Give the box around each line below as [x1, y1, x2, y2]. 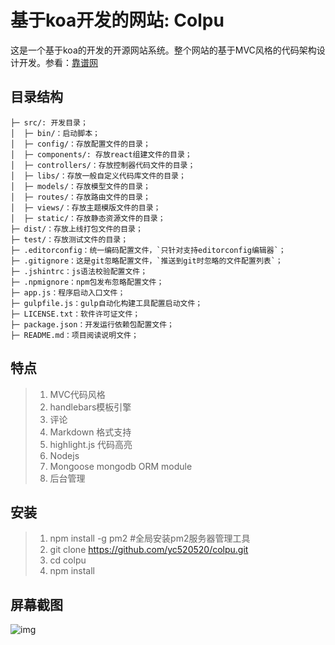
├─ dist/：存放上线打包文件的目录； [10, 224, 143, 234]
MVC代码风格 [49, 388, 106, 400]
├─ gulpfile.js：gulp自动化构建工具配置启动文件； [10, 298, 203, 308]
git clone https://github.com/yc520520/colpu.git [49, 544, 249, 556]
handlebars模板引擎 [49, 401, 132, 413]
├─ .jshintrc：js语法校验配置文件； [10, 266, 148, 276]
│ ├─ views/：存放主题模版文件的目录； [10, 202, 162, 213]
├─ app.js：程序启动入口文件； [10, 287, 126, 298]
